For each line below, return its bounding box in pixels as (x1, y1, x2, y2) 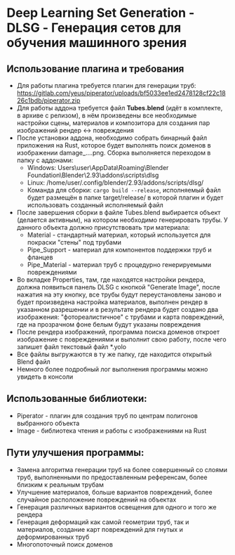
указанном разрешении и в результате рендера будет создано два (16, 306, 219, 313)
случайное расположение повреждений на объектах (16, 495, 177, 504)
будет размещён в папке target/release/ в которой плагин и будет (27, 193, 224, 202)
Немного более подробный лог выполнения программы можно (16, 365, 208, 373)
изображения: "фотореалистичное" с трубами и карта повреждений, (16, 313, 225, 321)
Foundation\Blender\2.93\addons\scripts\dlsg (27, 171, 159, 179)
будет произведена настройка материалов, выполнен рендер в (16, 298, 208, 306)
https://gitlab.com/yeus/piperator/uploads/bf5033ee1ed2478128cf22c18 (16, 89, 226, 97)
